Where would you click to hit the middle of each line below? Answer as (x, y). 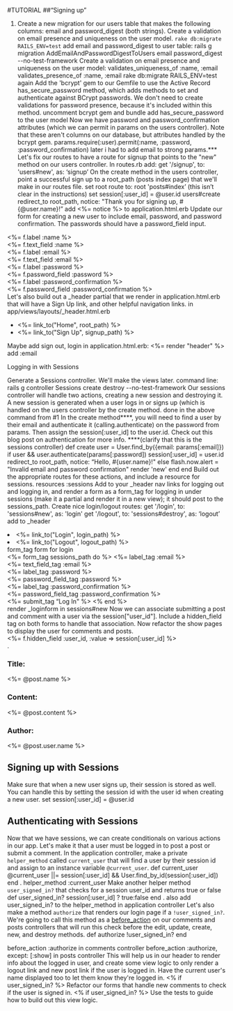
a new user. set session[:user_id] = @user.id (71, 799)
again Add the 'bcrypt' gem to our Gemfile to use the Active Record (114, 83)
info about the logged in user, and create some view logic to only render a (113, 963)
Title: (16, 664)
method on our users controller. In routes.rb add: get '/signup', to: (111, 164)
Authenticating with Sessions (73, 822)
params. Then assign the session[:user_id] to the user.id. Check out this (110, 432)
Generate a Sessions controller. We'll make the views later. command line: (113, 380)
